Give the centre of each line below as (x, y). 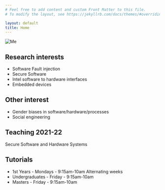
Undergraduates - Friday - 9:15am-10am (53, 177)
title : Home (17, 27)
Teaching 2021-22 (34, 132)
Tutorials (19, 160)
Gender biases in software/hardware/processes (60, 111)
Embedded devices (32, 84)
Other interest (27, 100)
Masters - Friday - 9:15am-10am (45, 182)
